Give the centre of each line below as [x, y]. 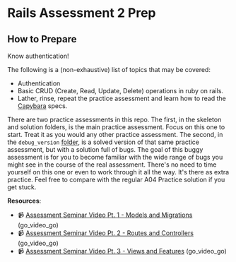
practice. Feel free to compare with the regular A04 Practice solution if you [116, 179]
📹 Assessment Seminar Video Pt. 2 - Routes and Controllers [106, 233]
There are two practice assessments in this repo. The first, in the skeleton [114, 119]
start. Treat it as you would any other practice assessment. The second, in [115, 135]
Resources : [24, 201]
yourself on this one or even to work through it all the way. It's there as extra [118, 172]
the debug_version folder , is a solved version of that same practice [104, 142]
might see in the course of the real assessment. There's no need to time [112, 165]
